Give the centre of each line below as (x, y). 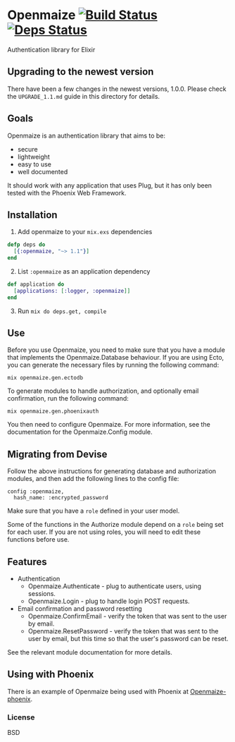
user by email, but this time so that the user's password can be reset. (128, 639)
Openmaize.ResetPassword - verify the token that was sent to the (123, 631)
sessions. (42, 594)
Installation (32, 215)
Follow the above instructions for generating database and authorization (112, 471)
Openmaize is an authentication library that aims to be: (87, 135)
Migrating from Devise (57, 454)
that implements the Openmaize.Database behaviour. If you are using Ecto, (116, 358)
